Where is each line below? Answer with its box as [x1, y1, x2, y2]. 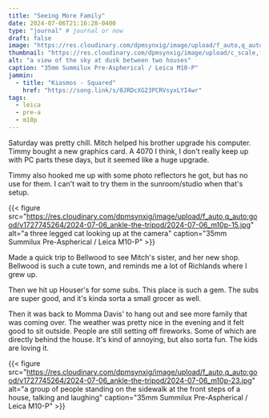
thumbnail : [8, 49, 45, 57]
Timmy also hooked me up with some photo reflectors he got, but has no [8, 170, 248, 180]
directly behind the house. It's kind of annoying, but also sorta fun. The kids [8, 334, 258, 344]
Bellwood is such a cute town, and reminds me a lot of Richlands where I [8, 261, 247, 271]
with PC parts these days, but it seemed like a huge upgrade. [8, 155, 210, 164]
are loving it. [8, 343, 50, 352]
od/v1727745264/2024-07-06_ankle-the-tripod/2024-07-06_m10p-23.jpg [8, 376, 252, 385]
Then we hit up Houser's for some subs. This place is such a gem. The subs [8, 285, 259, 295]
